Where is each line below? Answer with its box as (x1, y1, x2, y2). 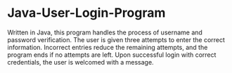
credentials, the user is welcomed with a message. (7, 58, 154, 66)
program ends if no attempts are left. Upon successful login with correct (7, 51, 217, 59)
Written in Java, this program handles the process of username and (7, 28, 202, 36)
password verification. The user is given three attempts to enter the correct (7, 35, 225, 44)
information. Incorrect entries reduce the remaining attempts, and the (7, 43, 208, 51)
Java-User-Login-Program (7, 5, 166, 21)
